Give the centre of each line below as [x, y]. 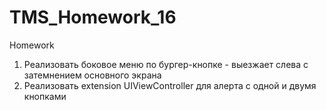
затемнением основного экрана [92, 75]
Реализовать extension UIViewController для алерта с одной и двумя [170, 85]
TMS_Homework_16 [93, 17]
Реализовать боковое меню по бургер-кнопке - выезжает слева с [166, 64]
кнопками [45, 96]
